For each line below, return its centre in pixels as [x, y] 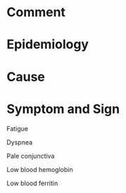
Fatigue [18, 128]
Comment [36, 12]
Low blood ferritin [32, 183]
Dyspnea [20, 142]
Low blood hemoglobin [40, 169]
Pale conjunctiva [31, 156]
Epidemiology [48, 45]
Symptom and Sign [63, 109]
